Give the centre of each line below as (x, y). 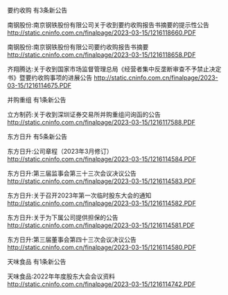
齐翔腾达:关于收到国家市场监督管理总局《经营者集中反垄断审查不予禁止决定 (114, 69)
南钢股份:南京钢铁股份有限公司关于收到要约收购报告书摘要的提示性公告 (108, 25)
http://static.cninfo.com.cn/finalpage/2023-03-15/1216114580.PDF (102, 247)
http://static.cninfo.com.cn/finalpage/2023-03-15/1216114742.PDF (102, 284)
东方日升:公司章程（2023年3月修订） (60, 151)
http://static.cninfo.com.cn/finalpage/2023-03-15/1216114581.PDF (101, 225)
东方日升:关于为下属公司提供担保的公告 (63, 217)
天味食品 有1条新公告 (37, 261)
